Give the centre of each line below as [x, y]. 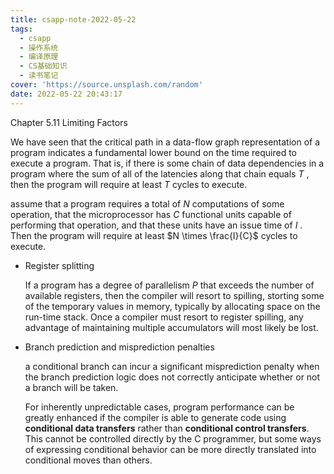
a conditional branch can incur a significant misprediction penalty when [172, 366]
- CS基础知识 [43, 66]
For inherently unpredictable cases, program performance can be [159, 407]
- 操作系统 [39, 47]
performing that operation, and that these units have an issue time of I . [156, 225]
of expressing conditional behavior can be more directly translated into [170, 449]
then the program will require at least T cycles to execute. [129, 184]
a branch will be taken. [71, 387]
